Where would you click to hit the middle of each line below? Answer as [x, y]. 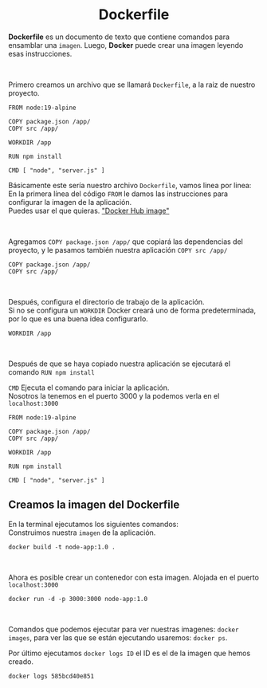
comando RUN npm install [52, 372]
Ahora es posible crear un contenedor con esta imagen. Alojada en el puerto [133, 577]
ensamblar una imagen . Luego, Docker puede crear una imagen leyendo [126, 45]
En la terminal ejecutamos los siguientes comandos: [94, 524]
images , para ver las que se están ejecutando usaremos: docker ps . [118, 637]
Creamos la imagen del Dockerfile [94, 505]
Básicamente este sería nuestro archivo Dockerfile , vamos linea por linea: [130, 185]
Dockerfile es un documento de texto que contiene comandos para [119, 37]
